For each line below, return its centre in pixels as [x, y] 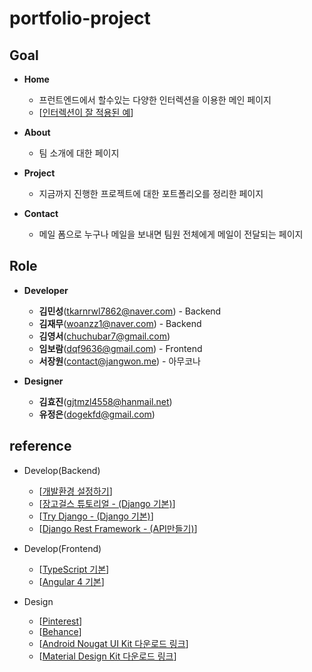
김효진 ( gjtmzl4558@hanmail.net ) [105, 401]
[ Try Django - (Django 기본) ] [96, 516]
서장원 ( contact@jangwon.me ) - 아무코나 [120, 361]
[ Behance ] [60, 631]
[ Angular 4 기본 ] [71, 581]
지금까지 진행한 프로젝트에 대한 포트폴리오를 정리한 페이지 [151, 193]
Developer [46, 290]
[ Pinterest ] [60, 621]
